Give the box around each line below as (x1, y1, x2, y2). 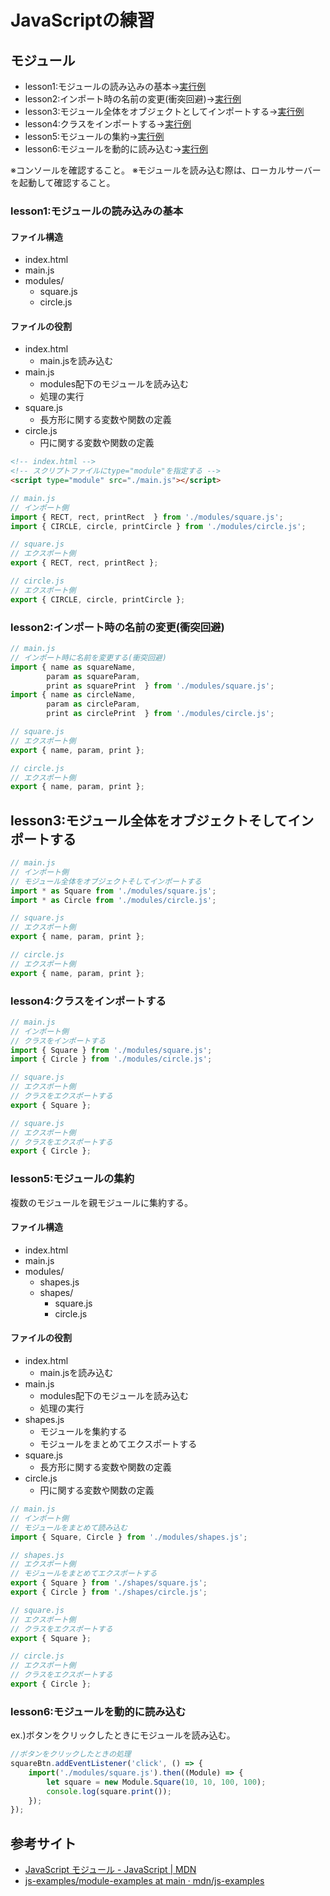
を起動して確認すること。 (10, 177, 116, 188)
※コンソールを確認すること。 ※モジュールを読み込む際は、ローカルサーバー (10, 164, 322, 176)
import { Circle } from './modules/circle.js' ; (10, 1054, 213, 1065)
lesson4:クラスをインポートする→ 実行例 (24, 118, 192, 130)
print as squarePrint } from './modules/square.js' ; (46, 681, 275, 691)
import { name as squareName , (10, 662, 137, 672)
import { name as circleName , (10, 690, 137, 700)
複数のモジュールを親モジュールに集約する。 (10, 1196, 194, 1208)
